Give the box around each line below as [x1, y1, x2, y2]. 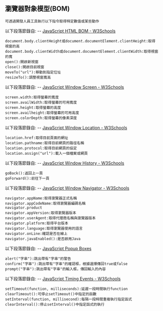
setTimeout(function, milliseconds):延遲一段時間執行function [5, 286, 128, 291]
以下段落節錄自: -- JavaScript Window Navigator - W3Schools [5, 185, 130, 191]
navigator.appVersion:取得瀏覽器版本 [5, 210, 76, 215]
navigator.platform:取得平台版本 [5, 221, 69, 226]
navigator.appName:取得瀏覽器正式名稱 [5, 196, 77, 201]
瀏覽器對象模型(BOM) [5, 4, 70, 13]
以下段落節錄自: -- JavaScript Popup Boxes [5, 246, 91, 251]
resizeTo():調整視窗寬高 [5, 75, 51, 80]
